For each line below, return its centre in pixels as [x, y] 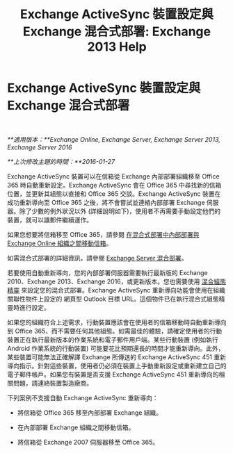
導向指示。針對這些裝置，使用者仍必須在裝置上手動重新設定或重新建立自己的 [117, 365]
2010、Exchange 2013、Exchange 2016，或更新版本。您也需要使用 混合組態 [116, 281]
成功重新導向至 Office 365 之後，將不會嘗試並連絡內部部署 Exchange [106, 202]
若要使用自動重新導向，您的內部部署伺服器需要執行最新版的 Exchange [107, 272]
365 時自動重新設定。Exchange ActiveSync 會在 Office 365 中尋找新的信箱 [114, 185]
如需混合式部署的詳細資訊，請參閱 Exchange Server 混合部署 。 [97, 258]
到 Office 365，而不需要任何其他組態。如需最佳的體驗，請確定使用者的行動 [115, 331]
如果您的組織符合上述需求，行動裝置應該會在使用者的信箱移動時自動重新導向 [117, 322]
